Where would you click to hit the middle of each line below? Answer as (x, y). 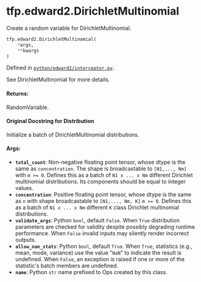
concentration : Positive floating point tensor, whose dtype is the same (103, 195)
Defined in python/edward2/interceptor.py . (60, 68)
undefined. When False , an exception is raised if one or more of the (100, 259)
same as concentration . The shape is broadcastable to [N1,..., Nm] (101, 169)
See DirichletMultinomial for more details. (58, 80)
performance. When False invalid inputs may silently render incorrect (102, 233)
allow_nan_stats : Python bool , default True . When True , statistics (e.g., (104, 246)
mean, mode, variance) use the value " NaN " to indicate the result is (98, 253)
